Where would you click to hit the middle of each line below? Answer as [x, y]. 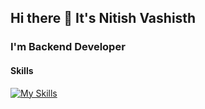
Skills [22, 70]
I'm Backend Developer [68, 47]
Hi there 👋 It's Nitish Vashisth [103, 18]
